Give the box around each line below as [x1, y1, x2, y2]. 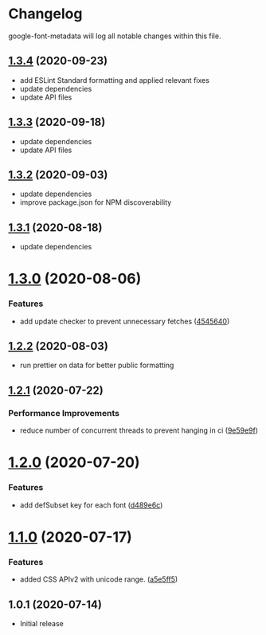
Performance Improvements [8, 407, 120, 418]
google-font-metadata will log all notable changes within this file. [8, 31, 221, 41]
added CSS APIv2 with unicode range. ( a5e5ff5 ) [19, 574, 178, 584]
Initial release [19, 618, 64, 628]
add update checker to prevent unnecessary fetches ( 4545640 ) [19, 316, 230, 326]
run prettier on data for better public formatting [19, 360, 174, 370]
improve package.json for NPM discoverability [19, 198, 172, 207]
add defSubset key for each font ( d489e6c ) [19, 500, 163, 510]
